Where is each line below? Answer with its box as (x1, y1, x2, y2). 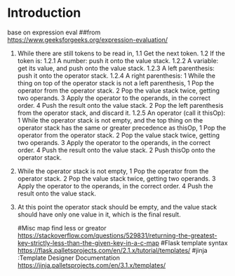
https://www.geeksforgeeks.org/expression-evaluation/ (7, 35, 168, 43)
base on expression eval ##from (7, 28, 101, 36)
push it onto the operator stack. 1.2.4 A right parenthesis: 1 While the (17, 71, 216, 80)
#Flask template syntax (160, 238, 228, 247)
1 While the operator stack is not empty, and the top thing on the (17, 116, 203, 124)
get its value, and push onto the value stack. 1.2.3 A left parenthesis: (17, 64, 215, 72)
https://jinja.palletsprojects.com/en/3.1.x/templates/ (17, 261, 166, 269)
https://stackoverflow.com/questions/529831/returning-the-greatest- (17, 231, 217, 240)
